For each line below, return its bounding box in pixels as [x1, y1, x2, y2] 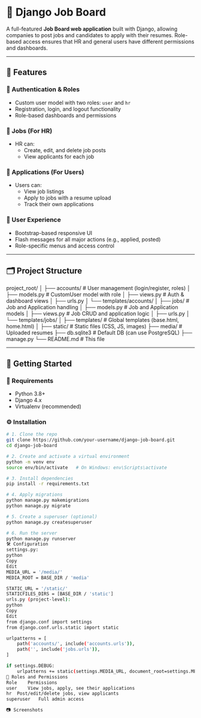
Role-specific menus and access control [14, 242, 115, 249]
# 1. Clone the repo [6, 432, 58, 438]
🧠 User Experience [6, 216, 61, 224]
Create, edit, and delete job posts [23, 146, 106, 153]
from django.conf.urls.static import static [6, 625, 119, 630]
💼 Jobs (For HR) [6, 126, 53, 135]
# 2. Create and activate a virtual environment [6, 453, 130, 459]
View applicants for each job [23, 153, 95, 160]
